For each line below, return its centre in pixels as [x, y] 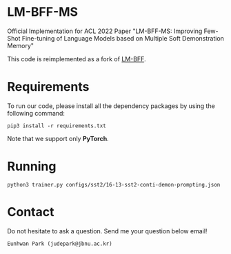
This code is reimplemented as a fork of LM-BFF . [77, 59]
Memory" [21, 45]
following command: [36, 113]
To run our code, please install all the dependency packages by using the [111, 106]
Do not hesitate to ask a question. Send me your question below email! [107, 231]
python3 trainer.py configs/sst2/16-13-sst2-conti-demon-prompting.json [114, 184]
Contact [31, 212]
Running [32, 167]
